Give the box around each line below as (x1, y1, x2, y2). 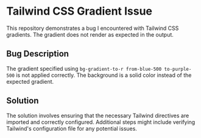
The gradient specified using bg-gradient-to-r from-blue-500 (6, 65, 162, 72)
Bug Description (6, 49, 69, 59)
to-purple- (164, 66, 192, 72)
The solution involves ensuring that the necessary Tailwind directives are (6, 112, 189, 119)
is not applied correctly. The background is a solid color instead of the (16, 71, 192, 79)
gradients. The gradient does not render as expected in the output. (6, 31, 174, 38)
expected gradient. (6, 78, 54, 85)
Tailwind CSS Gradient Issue (6, 4, 153, 18)
